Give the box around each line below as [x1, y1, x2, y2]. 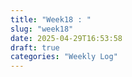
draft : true [10, 42, 60, 53]
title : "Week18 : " [10, 14, 92, 25]
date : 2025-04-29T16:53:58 [10, 33, 123, 43]
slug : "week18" [10, 24, 74, 34]
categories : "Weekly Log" [10, 52, 118, 62]
